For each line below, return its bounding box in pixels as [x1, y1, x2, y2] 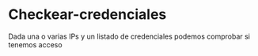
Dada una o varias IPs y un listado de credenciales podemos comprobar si [8, 32, 251, 41]
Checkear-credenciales [8, 6, 167, 24]
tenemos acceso [8, 39, 63, 49]
